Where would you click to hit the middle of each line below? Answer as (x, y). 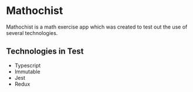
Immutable (27, 72)
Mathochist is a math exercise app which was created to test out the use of (97, 27)
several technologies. (32, 33)
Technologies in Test (45, 52)
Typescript (28, 65)
